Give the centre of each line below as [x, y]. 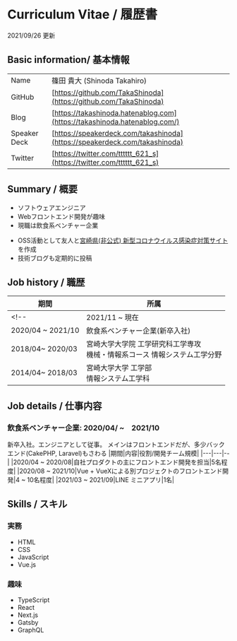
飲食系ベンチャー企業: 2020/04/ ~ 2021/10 [84, 428]
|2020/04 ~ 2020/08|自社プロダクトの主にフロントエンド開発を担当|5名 [116, 462]
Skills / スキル [37, 504]
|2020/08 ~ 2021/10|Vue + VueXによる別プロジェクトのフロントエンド [120, 471]
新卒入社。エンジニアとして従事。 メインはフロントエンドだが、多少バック [116, 445]
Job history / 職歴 [46, 282]
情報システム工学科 [118, 379]
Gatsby [28, 623]
